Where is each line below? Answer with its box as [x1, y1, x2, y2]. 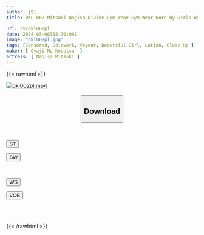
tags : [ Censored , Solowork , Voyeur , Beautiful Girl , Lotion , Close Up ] [6, 42, 194, 48]
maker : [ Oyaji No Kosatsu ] [6, 48, 83, 55]
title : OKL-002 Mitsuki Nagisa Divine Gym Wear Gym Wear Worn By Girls [6, 15, 191, 21]
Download [84, 107, 120, 116]
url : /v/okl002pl [6, 25, 50, 31]
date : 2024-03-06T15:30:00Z [6, 31, 78, 37]
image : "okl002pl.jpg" [6, 37, 64, 43]
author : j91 [6, 8, 36, 15]
